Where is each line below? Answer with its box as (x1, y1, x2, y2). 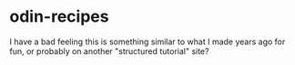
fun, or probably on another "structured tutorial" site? (9, 45, 209, 56)
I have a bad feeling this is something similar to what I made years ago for (9, 36, 286, 47)
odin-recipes (9, 6, 109, 27)
